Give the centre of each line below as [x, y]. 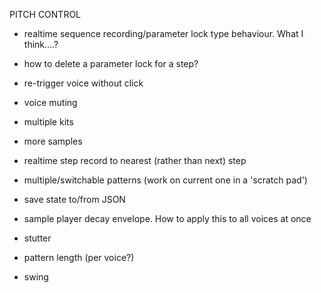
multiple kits [48, 122]
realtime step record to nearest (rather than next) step [135, 160]
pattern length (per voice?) [79, 257]
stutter [37, 238]
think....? [41, 44]
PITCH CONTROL [45, 14]
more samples [53, 141]
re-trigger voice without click [83, 83]
